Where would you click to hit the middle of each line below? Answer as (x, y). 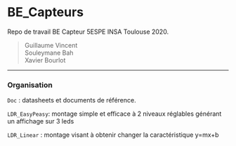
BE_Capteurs (46, 12)
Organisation (30, 85)
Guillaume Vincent (51, 45)
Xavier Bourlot (45, 60)
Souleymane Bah (49, 53)
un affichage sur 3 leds (41, 121)
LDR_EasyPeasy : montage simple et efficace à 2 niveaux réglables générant (114, 114)
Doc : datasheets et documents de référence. (72, 100)
